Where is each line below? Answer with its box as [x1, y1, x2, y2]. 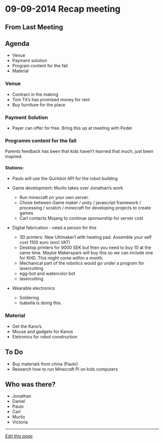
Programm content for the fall [5, 137, 77, 144]
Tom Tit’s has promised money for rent [12, 96, 90, 102]
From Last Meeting [5, 23, 63, 31]
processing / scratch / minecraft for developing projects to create [19, 205, 151, 211]
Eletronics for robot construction [12, 333, 78, 339]
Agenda [5, 39, 30, 47]
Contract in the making [12, 91, 59, 97]
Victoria [12, 419, 28, 425]
